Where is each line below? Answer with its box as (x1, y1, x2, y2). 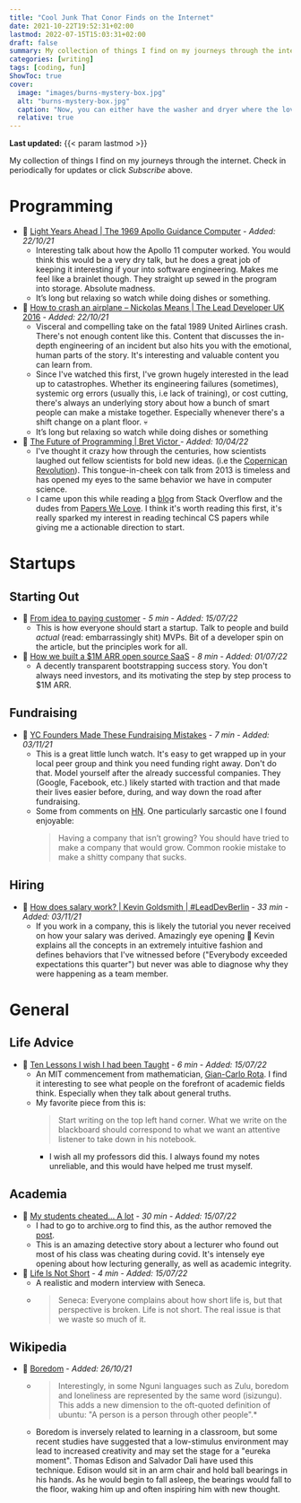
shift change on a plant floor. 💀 (35, 416, 148, 427)
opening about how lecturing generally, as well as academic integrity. (35, 1258, 292, 1269)
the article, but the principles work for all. (35, 642, 188, 652)
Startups (9, 554, 76, 574)
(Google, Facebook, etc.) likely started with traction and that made (35, 777, 280, 788)
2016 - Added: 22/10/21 (21, 311, 109, 323)
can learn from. (35, 360, 92, 371)
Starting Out (9, 589, 80, 604)
